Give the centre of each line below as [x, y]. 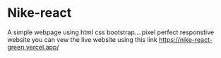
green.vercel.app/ [33, 47]
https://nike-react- [186, 39]
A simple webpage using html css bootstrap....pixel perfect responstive [110, 32]
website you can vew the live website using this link [82, 39]
